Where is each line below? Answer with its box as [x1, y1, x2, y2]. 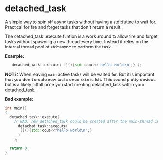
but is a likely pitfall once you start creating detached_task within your [5, 81, 145, 87]
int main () [5, 105, 27, 111]
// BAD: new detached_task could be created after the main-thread [14, 119, 153, 124]
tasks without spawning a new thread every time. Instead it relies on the [5, 38, 149, 44]
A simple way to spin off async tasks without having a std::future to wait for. [5, 19, 157, 25]
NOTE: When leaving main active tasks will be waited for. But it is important [5, 71, 154, 77]
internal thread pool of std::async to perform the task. [5, 44, 113, 49]
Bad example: [5, 96, 33, 102]
